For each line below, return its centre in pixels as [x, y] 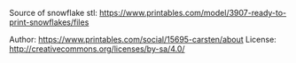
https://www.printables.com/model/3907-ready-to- [193, 13]
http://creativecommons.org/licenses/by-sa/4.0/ [97, 49]
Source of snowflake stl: [53, 13]
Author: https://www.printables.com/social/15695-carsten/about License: [143, 39]
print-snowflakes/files [49, 22]
